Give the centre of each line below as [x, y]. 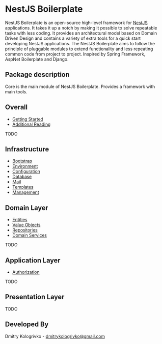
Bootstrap [22, 161]
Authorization [26, 272]
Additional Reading [31, 124]
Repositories [25, 230]
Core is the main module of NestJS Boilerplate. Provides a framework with [80, 86]
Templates [23, 187]
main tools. [16, 91]
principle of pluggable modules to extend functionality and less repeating [79, 49]
